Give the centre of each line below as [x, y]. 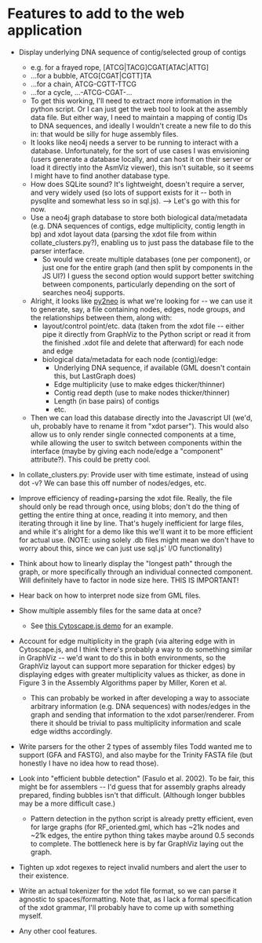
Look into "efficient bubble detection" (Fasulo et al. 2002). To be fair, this [136, 778]
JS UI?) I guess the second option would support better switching [148, 276]
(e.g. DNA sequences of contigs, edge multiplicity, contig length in [138, 225]
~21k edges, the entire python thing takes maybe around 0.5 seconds [142, 835]
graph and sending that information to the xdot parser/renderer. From [142, 715]
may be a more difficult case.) [67, 803]
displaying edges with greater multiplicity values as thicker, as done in [132, 674]
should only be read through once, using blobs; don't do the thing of [129, 506]
